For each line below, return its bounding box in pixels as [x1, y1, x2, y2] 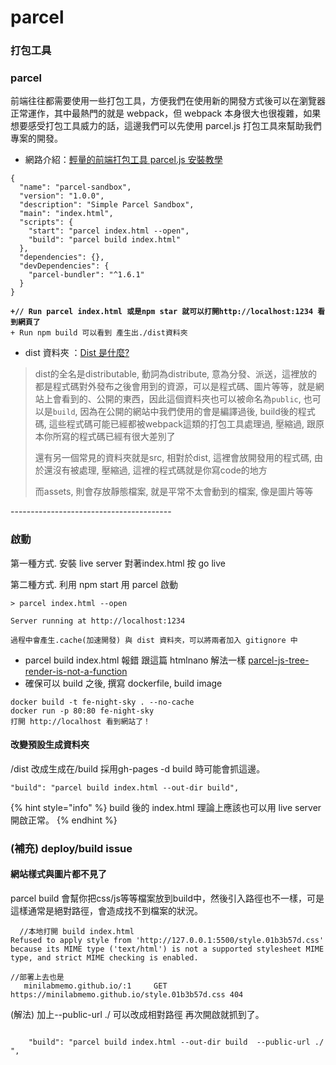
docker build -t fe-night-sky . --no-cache [10, 697, 195, 707]
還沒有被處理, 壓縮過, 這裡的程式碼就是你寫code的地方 [43, 464, 268, 476]
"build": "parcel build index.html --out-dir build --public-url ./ [28, 1037, 325, 1048]
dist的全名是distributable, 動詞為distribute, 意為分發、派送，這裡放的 [34, 368, 318, 380]
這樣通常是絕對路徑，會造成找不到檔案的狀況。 [10, 905, 203, 917]
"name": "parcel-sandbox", [19, 182, 132, 193]
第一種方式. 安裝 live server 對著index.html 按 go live [10, 557, 226, 569]
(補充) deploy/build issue [10, 841, 133, 855]
